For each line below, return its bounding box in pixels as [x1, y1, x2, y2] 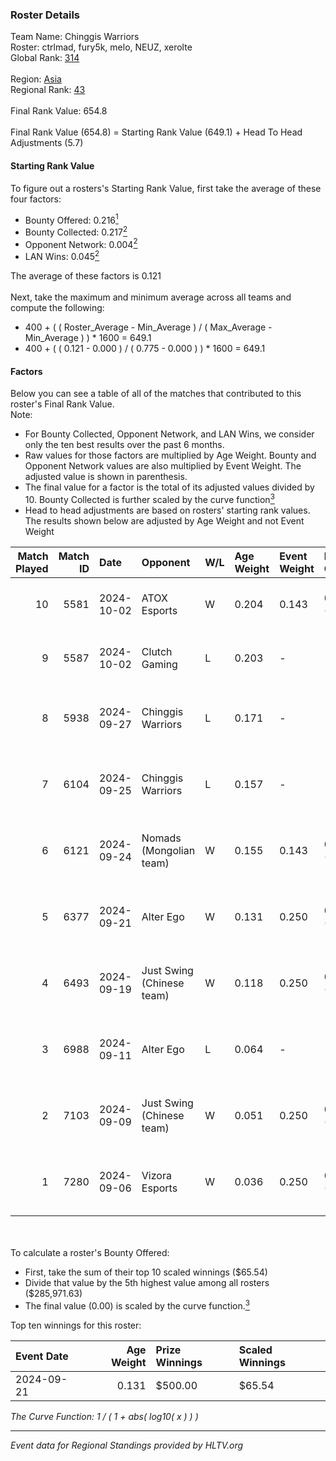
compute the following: [10, 302, 105, 314]
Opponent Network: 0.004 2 [24, 236, 138, 250]
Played [15, 561, 49, 575]
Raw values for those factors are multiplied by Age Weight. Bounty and [24, 449, 317, 462]
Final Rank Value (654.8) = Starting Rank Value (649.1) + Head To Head [10, 126, 303, 138]
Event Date [15, 1349, 69, 1363]
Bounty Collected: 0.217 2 [24, 224, 128, 238]
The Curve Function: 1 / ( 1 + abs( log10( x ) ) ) [10, 1410, 199, 1422]
